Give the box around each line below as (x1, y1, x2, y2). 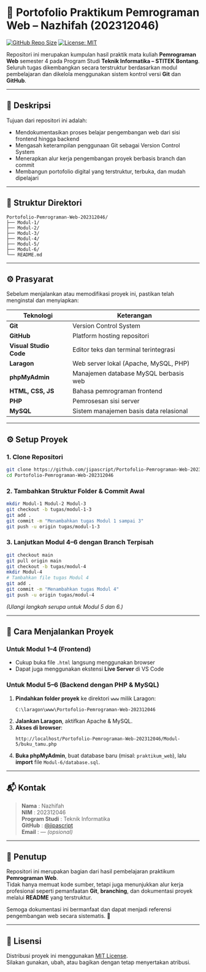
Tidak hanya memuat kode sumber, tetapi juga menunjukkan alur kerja (6, 881, 184, 889)
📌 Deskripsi (6, 101, 51, 111)
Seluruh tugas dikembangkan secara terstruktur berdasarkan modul (6, 64, 178, 71)
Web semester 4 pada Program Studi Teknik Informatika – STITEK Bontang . (6, 57, 200, 64)
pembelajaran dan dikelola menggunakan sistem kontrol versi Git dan (6, 70, 181, 77)
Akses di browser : (15, 723, 63, 731)
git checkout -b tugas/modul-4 (6, 563, 86, 569)
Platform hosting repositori (72, 331, 149, 340)
